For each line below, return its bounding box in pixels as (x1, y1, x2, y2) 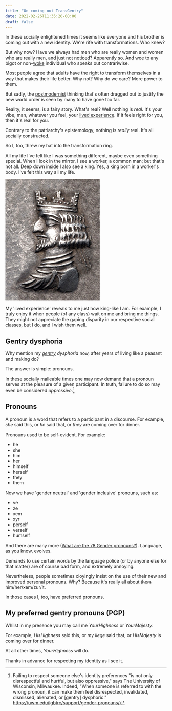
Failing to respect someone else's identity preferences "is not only (12, 672, 153, 679)
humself (12, 532, 30, 538)
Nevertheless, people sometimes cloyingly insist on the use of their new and (5, 573, 166, 579)
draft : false (5, 19, 33, 24)
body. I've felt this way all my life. (5, 169, 76, 175)
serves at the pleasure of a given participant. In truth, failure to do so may (5, 381, 160, 387)
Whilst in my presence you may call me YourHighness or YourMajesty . (5, 622, 154, 629)
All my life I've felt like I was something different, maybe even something (5, 153, 158, 159)
